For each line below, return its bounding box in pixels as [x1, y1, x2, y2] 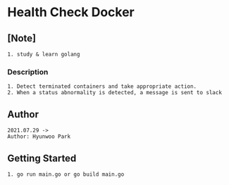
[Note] [7, 32, 37, 44]
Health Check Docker [7, 4, 135, 20]
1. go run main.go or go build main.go [7, 170, 125, 178]
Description [7, 67, 49, 77]
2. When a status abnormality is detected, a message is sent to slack [7, 89, 222, 96]
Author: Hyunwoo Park [7, 133, 71, 141]
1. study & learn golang [7, 51, 80, 58]
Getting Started [7, 152, 77, 164]
